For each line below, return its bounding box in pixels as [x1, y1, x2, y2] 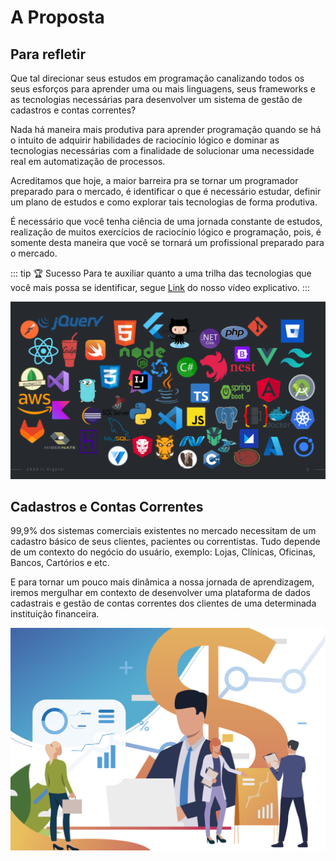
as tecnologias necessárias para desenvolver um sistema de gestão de [10, 94, 303, 105]
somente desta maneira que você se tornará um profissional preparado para [10, 237, 325, 248]
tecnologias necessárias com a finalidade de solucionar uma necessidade [10, 145, 315, 156]
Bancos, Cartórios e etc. [10, 557, 110, 569]
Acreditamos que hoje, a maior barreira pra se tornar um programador [10, 175, 299, 186]
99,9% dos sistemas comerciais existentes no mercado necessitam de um [10, 525, 317, 537]
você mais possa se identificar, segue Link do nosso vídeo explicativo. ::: [10, 282, 310, 293]
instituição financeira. [10, 608, 100, 620]
